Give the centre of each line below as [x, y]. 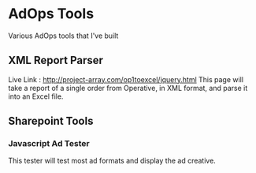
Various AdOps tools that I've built [63, 36]
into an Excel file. [36, 96]
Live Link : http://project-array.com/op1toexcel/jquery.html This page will [126, 79]
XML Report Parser [56, 60]
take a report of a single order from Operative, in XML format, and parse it [128, 88]
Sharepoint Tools [51, 121]
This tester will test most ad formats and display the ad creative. [112, 161]
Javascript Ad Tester [49, 144]
